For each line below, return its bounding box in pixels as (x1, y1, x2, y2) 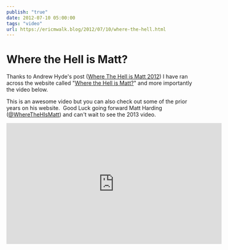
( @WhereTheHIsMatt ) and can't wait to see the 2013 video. (6, 111, 157, 119)
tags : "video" (6, 20, 43, 26)
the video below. (6, 86, 49, 93)
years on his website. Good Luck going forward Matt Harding (6, 104, 163, 112)
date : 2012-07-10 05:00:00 (6, 15, 76, 21)
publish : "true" (6, 9, 48, 15)
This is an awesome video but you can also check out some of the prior (6, 98, 187, 105)
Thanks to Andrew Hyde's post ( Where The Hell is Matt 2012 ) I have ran (6, 73, 188, 80)
